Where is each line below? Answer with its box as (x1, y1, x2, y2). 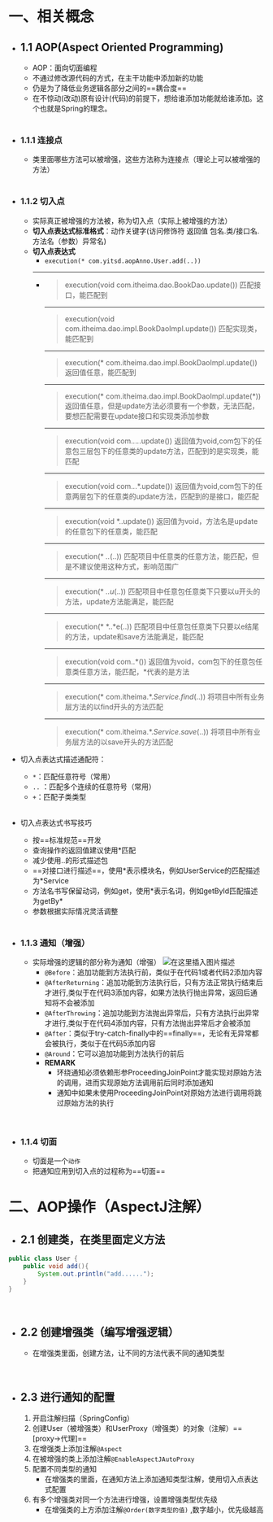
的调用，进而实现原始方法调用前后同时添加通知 (56, 1077, 214, 1087)
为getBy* (32, 896, 63, 905)
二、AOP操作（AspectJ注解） (8, 1197, 211, 1216)
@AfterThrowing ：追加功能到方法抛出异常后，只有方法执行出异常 (44, 1008, 260, 1018)
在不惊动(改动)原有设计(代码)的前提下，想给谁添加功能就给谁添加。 (32, 94, 258, 102)
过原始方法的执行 (56, 1097, 115, 1107)
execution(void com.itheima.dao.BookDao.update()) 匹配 (64, 280, 254, 290)
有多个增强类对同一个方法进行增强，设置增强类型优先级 (32, 1494, 218, 1505)
